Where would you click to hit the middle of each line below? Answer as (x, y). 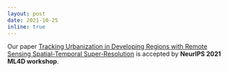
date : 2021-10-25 (33, 20)
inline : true (26, 27)
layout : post (26, 14)
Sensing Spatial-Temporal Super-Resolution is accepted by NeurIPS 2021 (114, 54)
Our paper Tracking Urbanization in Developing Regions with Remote (107, 47)
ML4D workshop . (33, 62)
